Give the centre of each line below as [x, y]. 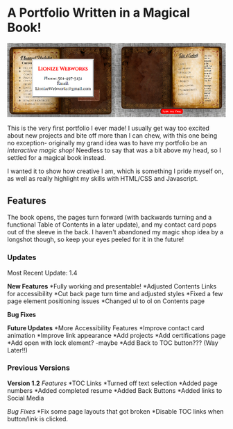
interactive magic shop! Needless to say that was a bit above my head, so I [114, 150]
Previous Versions [39, 368]
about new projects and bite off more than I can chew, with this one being [112, 136]
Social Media [26, 398]
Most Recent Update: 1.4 [42, 273]
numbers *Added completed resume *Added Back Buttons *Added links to [115, 390]
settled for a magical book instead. [57, 158]
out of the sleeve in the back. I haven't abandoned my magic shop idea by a [115, 232]
